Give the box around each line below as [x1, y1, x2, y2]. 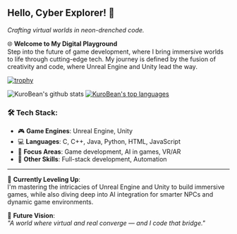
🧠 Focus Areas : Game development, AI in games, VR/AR [17, 147, 181, 156]
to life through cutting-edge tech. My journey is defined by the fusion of [7, 54, 217, 63]
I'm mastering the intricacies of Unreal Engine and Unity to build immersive [7, 183, 225, 191]
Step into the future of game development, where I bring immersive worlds [7, 47, 224, 56]
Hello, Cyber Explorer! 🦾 [7, 7, 115, 19]
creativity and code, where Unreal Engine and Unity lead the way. [7, 62, 197, 70]
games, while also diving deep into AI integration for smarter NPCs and [7, 190, 214, 199]
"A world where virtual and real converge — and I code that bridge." [7, 219, 206, 228]
